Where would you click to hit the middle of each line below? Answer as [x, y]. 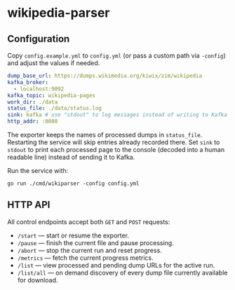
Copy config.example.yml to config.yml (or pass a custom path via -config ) [116, 55]
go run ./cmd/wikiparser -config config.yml [73, 184]
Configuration [39, 39]
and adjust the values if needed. [54, 63]
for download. [38, 280]
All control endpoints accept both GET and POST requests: [89, 221]
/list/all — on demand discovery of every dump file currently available [122, 272]
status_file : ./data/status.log [54, 109]
